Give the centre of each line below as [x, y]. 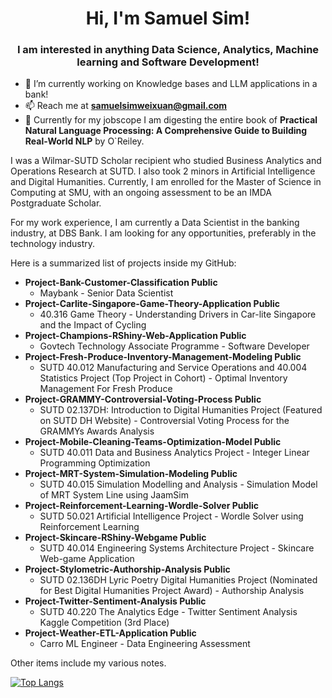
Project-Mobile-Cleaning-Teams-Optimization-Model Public [153, 442]
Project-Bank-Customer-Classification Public [121, 283]
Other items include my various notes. [88, 663]
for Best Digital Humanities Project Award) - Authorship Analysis [172, 591]
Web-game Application [87, 559]
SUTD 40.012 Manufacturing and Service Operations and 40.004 [173, 368]
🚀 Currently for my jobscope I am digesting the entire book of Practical [171, 120]
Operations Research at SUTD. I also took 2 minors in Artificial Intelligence [163, 171]
